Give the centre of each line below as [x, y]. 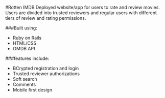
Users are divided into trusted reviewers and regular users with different [81, 13]
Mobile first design [32, 90]
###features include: [27, 58]
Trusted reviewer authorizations [46, 74]
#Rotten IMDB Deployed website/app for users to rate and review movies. [82, 7]
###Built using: [21, 28]
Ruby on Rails [27, 38]
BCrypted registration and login [46, 68]
